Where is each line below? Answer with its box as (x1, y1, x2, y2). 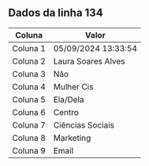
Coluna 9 (12, 145, 46, 156)
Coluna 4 (12, 81, 46, 92)
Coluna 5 (12, 94, 46, 105)
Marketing (53, 132, 91, 143)
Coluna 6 (12, 106, 46, 117)
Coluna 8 (12, 132, 46, 143)
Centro (53, 106, 79, 117)
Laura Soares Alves (53, 55, 125, 66)
